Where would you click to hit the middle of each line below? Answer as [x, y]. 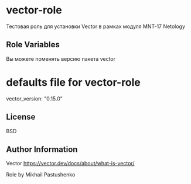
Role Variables [33, 45]
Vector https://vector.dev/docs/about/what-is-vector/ [70, 164]
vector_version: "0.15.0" [35, 98]
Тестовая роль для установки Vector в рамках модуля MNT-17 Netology [96, 26]
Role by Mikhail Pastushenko [41, 175]
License [21, 117]
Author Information [42, 149]
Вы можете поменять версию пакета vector [61, 58]
